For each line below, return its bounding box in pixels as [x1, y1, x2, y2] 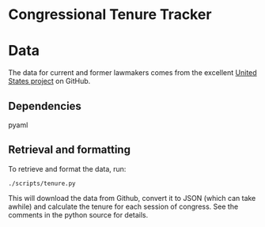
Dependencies [8, 99, 81, 112]
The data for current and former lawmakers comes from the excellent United [8, 68, 257, 78]
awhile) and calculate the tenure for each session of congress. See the [8, 202, 239, 211]
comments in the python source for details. [8, 210, 149, 219]
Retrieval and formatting [8, 143, 131, 157]
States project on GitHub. [8, 77, 91, 86]
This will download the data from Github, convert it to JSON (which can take [8, 193, 256, 202]
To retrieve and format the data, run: [8, 164, 127, 173]
